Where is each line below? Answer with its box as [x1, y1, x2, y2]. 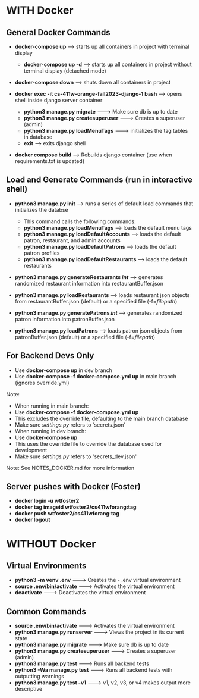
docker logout [14, 516, 50, 524]
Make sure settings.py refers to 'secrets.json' [14, 421, 126, 428]
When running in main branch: [14, 402, 89, 409]
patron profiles [23, 249, 60, 256]
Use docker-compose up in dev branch [14, 367, 113, 374]
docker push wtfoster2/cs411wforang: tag [14, 510, 120, 517]
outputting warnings [14, 673, 64, 680]
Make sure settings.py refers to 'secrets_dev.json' [14, 453, 137, 460]
